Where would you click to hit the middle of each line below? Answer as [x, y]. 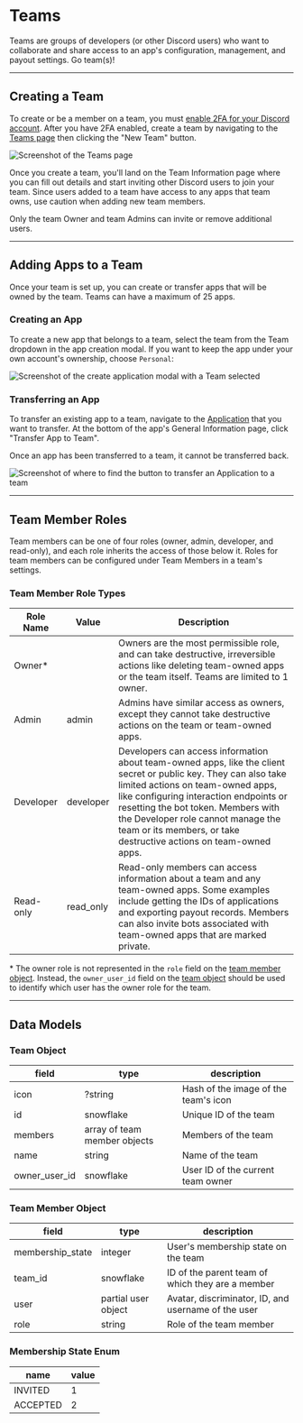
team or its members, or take [179, 831]
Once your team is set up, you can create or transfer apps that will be [138, 287]
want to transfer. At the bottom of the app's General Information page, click [149, 428]
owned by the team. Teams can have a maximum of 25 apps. [123, 296]
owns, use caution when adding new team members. [107, 201]
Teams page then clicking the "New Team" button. [103, 137]
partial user [125, 1299]
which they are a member [220, 1284]
